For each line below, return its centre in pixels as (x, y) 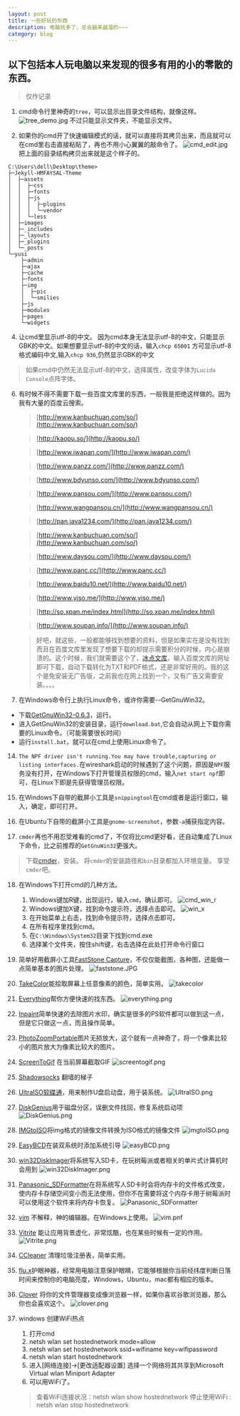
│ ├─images (26, 223)
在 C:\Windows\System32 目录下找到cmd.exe (90, 936)
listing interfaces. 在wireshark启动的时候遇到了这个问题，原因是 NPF (121, 765)
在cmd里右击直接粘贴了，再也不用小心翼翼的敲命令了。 (100, 145)
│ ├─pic (34, 292)
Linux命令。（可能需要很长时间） (78, 733)
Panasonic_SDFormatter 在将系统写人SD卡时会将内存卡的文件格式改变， (123, 1184)
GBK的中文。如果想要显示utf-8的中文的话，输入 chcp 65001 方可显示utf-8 (125, 346)
